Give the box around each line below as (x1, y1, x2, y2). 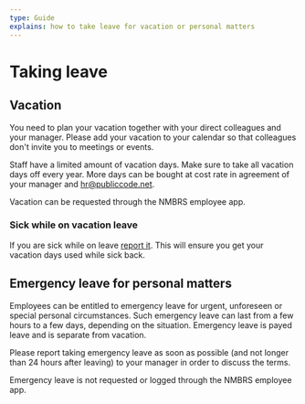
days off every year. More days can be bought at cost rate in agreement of (9, 168, 290, 179)
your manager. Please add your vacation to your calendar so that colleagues (9, 132, 297, 143)
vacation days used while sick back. (9, 249, 146, 260)
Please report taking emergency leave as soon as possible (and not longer (9, 346, 289, 357)
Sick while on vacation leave (9, 218, 139, 231)
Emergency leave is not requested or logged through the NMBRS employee (9, 374, 292, 385)
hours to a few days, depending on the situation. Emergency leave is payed (9, 319, 292, 330)
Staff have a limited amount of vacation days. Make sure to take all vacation (9, 159, 294, 170)
